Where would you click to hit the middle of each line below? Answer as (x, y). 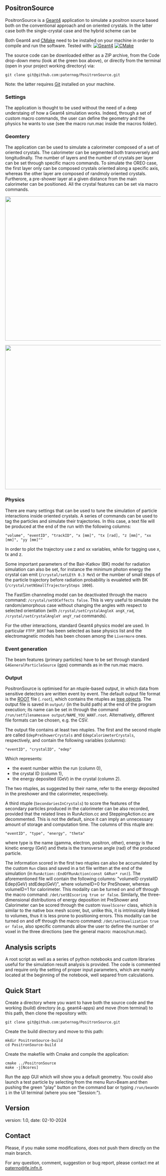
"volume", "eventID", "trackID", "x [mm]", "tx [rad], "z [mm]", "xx (78, 535)
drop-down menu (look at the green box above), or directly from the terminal (83, 60)
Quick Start (23, 991)
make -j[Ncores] (22, 1067)
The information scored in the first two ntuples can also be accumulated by (82, 863)
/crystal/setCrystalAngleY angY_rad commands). (56, 616)
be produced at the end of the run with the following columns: (68, 526)
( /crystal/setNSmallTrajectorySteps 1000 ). (49, 585)
